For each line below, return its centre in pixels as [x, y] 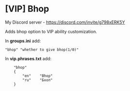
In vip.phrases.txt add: [28, 58]
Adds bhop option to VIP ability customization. [51, 31]
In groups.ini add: [23, 41]
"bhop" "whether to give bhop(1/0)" [42, 50]
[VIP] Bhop [27, 9]
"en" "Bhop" [38, 76]
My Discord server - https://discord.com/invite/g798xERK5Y [65, 22]
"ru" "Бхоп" [38, 80]
